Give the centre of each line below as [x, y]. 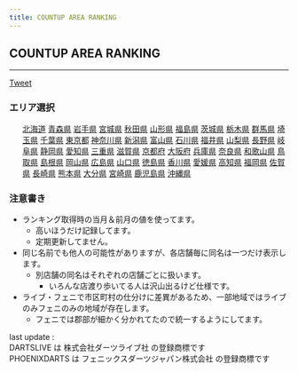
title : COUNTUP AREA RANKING [63, 17]
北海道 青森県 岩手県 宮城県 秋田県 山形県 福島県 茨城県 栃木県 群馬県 [149, 129]
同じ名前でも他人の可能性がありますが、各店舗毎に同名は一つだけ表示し [154, 253]
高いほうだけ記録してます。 [85, 231]
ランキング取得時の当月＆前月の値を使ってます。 [110, 219]
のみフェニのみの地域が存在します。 [88, 308]
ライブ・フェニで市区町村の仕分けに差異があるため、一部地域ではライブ [154, 297]
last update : [32, 337]
